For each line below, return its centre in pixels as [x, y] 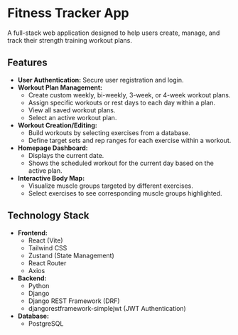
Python [39, 285]
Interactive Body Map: [51, 178]
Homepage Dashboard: [53, 148]
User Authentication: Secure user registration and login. [101, 80]
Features [27, 63]
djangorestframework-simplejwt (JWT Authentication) [107, 308]
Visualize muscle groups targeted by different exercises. [110, 186]
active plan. [45, 170]
